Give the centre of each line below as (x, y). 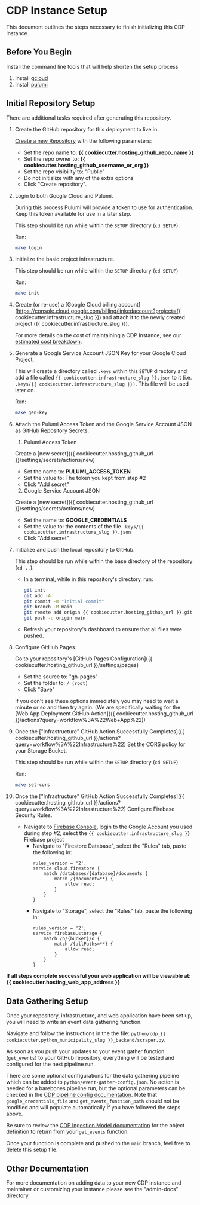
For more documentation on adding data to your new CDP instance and (94, 1183)
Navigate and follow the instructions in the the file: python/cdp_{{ (86, 1033)
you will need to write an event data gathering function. (74, 1022)
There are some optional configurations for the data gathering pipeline (93, 1076)
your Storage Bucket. (41, 751)
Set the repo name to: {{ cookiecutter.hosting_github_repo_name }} (109, 152)
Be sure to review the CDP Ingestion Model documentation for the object (96, 1126)
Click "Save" (39, 689)
